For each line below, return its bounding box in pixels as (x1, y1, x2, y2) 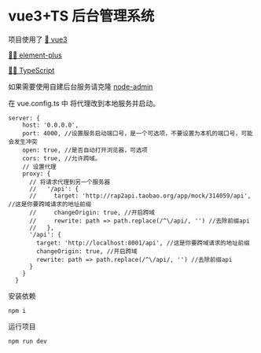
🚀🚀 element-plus (8, 50, 63, 60)
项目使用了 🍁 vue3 (8, 35, 68, 44)
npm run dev (8, 337, 47, 345)
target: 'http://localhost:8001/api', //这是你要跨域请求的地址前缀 (36, 239, 250, 247)
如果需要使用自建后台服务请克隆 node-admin (8, 82, 153, 91)
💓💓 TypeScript (8, 65, 55, 75)
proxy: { (22, 170, 51, 178)
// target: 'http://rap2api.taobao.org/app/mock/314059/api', (28, 192, 252, 200)
